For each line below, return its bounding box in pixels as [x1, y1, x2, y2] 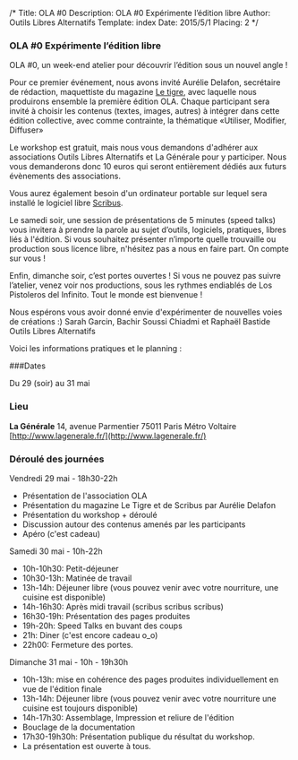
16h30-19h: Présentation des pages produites [21, 610, 191, 621]
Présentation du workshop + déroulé [21, 509, 158, 520]
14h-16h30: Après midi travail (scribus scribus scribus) [21, 600, 224, 612]
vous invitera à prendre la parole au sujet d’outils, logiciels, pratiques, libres [9, 224, 286, 236]
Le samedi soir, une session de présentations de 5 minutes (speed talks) [9, 215, 276, 226]
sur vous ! [9, 253, 47, 263]
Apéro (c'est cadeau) [21, 528, 101, 539]
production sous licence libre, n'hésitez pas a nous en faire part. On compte [9, 244, 289, 255]
